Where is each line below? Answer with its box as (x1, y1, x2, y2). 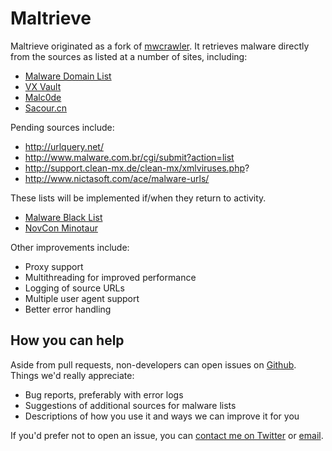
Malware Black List (24, 211, 103, 223)
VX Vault (24, 80, 62, 92)
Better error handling (24, 303, 112, 315)
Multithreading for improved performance (24, 271, 197, 283)
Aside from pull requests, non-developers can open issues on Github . (10, 358, 297, 371)
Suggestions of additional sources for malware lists (24, 399, 237, 411)
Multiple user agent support (24, 292, 140, 304)
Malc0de (24, 91, 62, 103)
